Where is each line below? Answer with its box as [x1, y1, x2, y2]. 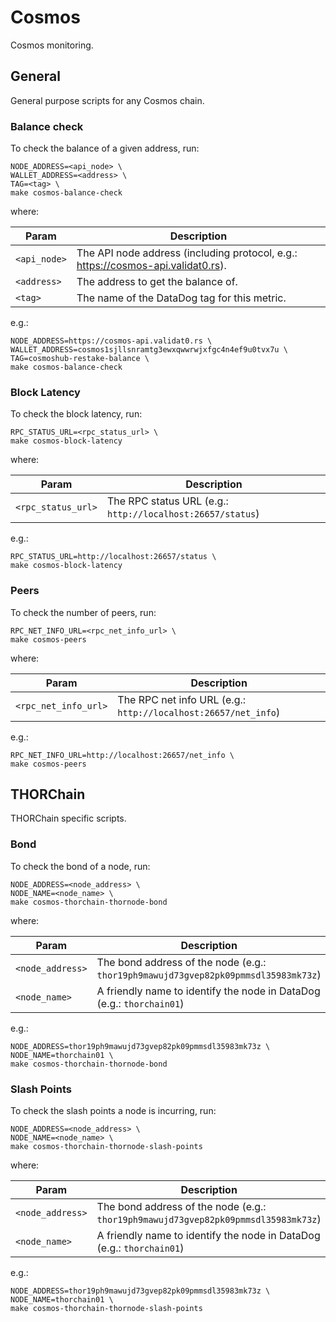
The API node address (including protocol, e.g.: [76, 246, 298, 260]
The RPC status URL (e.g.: [106, 494, 229, 508]
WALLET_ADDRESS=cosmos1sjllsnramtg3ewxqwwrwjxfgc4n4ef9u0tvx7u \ [10, 345, 288, 355]
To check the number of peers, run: [10, 606, 157, 618]
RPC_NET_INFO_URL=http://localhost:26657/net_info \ [10, 750, 235, 760]
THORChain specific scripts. [10, 812, 127, 825]
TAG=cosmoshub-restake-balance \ [10, 354, 150, 364]
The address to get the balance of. [76, 275, 238, 289]
